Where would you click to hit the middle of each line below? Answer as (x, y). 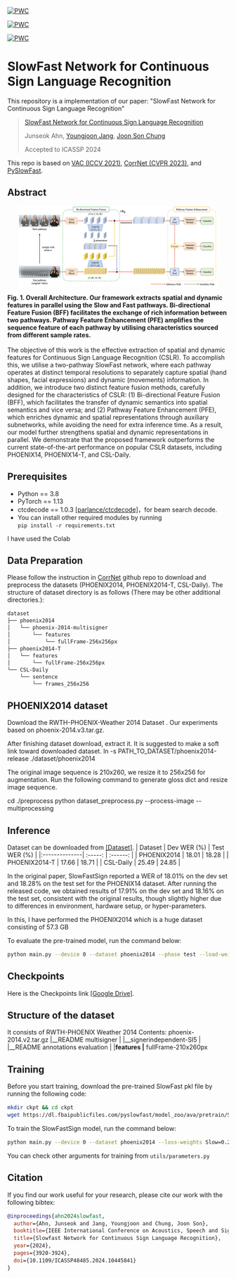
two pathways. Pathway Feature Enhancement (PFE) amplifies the (106, 319)
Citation (25, 1178)
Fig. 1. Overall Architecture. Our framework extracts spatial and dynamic (115, 297)
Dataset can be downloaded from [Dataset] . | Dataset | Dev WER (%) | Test (116, 847)
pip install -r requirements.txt (66, 525)
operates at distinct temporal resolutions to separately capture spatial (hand (117, 372)
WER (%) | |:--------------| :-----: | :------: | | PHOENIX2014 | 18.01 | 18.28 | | (118, 854)
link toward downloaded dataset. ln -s (62, 751)
